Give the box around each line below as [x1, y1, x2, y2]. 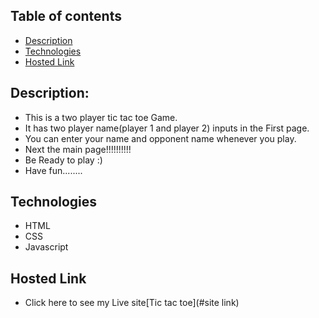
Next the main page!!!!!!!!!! [24, 143, 132, 155]
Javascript [24, 241, 69, 253]
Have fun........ [24, 164, 83, 176]
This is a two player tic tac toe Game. [24, 111, 178, 123]
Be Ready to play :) [24, 154, 103, 166]
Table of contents [10, 8, 122, 25]
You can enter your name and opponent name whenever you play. [24, 132, 297, 144]
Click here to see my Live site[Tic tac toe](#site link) [24, 297, 240, 309]
